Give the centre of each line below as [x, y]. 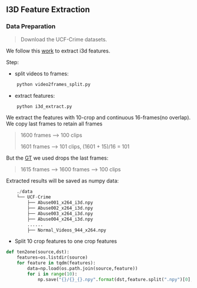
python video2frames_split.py [54, 84]
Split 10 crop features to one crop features [66, 241]
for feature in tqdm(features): [56, 263]
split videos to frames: [41, 74]
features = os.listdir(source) [52, 258]
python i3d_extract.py [44, 106]
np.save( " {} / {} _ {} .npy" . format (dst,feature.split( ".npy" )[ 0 [113, 279]
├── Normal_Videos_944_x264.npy [67, 230]
